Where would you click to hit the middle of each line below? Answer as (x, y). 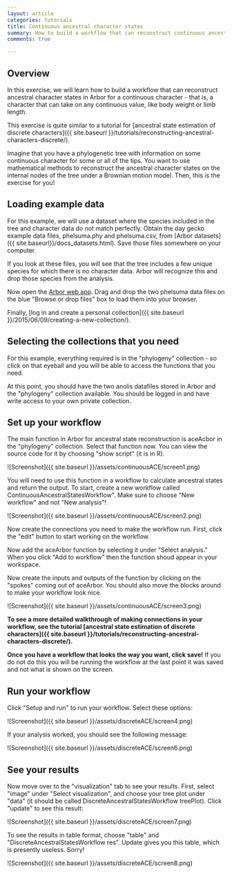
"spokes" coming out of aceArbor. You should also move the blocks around (114, 585)
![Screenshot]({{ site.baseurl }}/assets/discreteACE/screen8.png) (100, 863)
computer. (22, 250)
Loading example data (56, 204)
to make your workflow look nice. (55, 593)
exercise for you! (31, 182)
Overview (29, 73)
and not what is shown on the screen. (60, 670)
